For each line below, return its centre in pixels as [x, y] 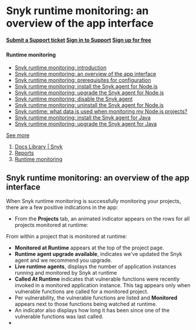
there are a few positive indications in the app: [62, 208]
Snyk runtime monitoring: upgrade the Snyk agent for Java [86, 124]
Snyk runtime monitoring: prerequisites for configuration [83, 80]
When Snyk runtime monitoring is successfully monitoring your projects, [94, 201]
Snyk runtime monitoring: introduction [61, 68]
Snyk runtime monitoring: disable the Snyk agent [74, 99]
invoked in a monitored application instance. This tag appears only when [102, 285]
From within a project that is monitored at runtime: [67, 236]
